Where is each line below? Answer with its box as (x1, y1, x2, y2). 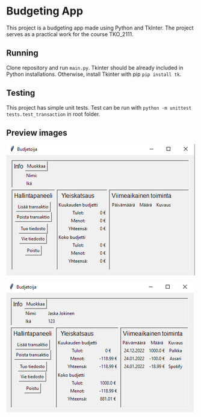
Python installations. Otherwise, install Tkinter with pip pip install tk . (6, 71, 182, 78)
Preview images (6, 128, 67, 138)
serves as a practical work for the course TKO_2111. (6, 30, 134, 37)
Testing (6, 88, 36, 98)
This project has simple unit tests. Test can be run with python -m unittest (6, 104, 192, 111)
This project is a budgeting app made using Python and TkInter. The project (6, 24, 194, 31)
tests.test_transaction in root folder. (6, 110, 100, 118)
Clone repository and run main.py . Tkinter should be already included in (6, 64, 184, 71)
